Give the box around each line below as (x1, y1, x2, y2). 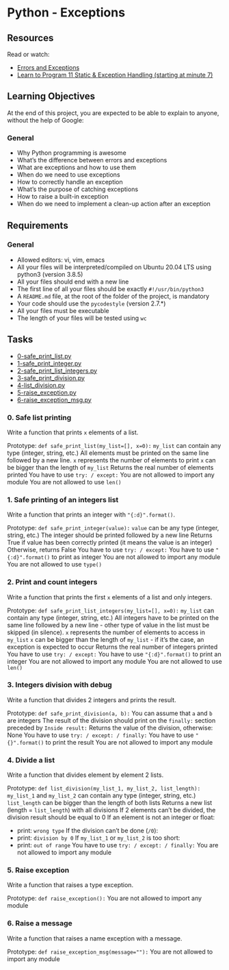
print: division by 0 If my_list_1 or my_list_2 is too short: (16, 834, 180, 842)
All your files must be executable (16, 306, 109, 314)
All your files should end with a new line (16, 277, 129, 286)
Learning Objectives (7, 90, 96, 102)
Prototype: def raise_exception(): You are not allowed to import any (7, 894, 202, 902)
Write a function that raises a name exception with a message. (7, 934, 183, 943)
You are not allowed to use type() (7, 560, 103, 569)
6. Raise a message (7, 919, 73, 928)
